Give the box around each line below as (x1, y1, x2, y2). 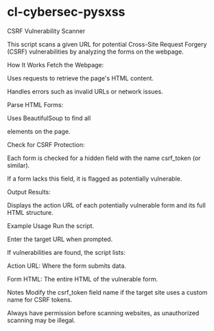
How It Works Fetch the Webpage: (7, 60, 104, 69)
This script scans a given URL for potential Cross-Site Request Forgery (7, 40, 207, 48)
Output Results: (7, 187, 51, 196)
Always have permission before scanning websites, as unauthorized (7, 308, 200, 317)
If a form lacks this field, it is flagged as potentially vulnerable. (7, 174, 182, 183)
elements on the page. (7, 127, 71, 135)
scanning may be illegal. (7, 316, 75, 324)
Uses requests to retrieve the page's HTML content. (7, 73, 154, 82)
